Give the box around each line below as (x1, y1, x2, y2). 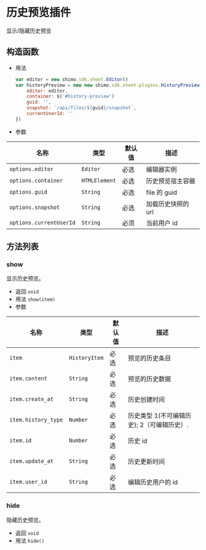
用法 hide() (15, 537, 45, 544)
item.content (9, 375, 48, 382)
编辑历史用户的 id (128, 478, 178, 487)
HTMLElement (81, 177, 116, 184)
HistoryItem (69, 355, 104, 361)
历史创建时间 (128, 396, 166, 404)
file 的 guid (146, 188, 178, 197)
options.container (9, 177, 63, 184)
